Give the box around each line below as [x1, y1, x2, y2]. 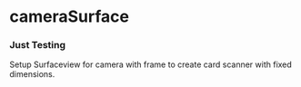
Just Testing [9, 39, 66, 52]
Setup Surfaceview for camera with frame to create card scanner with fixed [9, 59, 293, 70]
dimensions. [9, 69, 55, 80]
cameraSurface [9, 6, 130, 27]
